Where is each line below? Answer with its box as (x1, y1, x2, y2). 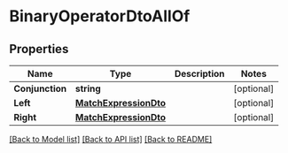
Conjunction (13, 82, 67, 95)
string (74, 82, 102, 95)
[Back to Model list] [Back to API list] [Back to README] (9, 134, 213, 144)
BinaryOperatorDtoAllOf (9, 6, 191, 27)
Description (174, 68, 225, 80)
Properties (9, 42, 69, 57)
